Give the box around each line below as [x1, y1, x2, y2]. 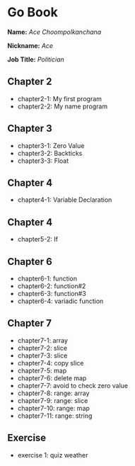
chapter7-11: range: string [17, 411, 93, 420]
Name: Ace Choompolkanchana [7, 28, 102, 36]
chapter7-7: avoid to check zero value [17, 381, 129, 390]
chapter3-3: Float [17, 157, 69, 165]
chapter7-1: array [17, 336, 69, 344]
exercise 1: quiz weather [17, 450, 88, 459]
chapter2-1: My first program [17, 94, 102, 103]
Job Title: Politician [7, 55, 65, 64]
